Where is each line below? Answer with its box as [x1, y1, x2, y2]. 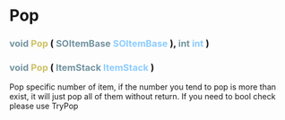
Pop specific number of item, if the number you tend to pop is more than [9, 81, 276, 92]
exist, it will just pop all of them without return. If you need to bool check [9, 91, 276, 102]
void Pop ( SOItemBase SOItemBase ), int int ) [9, 38, 210, 50]
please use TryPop [9, 100, 79, 112]
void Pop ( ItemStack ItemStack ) [9, 62, 155, 74]
